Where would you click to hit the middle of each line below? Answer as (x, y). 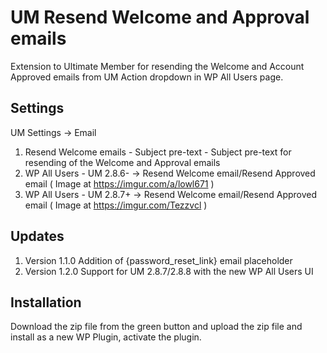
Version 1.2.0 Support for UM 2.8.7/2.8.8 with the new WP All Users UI (169, 271)
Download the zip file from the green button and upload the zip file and (156, 327)
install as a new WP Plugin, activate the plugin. (106, 337)
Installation (46, 302)
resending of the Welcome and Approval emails (122, 162)
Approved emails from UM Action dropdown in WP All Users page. (147, 77)
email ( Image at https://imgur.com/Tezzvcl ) (116, 205)
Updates (37, 236)
